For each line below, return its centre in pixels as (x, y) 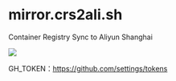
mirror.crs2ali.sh (65, 15)
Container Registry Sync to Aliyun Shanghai (80, 37)
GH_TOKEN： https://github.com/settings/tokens (88, 68)
